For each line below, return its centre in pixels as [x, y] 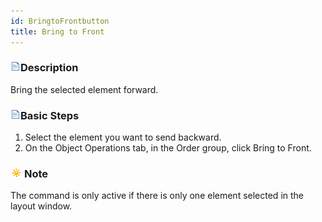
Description [49, 68]
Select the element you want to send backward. [123, 137]
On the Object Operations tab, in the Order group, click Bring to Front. [168, 148]
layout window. [41, 206]
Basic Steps [50, 115]
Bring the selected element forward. [84, 89]
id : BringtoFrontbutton [60, 21]
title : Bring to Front [57, 31]
